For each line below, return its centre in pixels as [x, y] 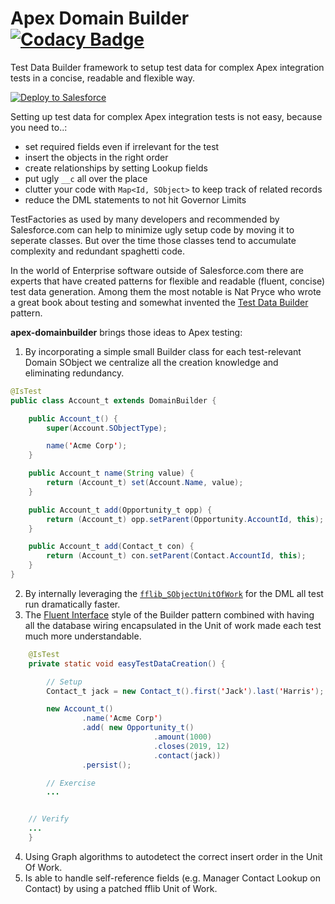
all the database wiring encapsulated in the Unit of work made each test [173, 625]
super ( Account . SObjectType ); [107, 428]
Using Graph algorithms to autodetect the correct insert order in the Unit [173, 856]
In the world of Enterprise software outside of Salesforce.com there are [157, 270]
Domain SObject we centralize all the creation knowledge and [151, 362]
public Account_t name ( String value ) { [111, 473]
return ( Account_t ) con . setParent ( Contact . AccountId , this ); [176, 556]
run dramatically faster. [72, 604]
